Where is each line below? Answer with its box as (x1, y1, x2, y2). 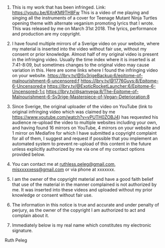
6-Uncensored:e (11, 83, 46, 89)
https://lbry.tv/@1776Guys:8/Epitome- (80, 78, 158, 84)
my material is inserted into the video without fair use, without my (11, 46, 147, 52)
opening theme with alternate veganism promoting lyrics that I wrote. (11, 20, 154, 26)
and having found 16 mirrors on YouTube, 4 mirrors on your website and (11, 125, 160, 131)
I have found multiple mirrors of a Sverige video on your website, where (11, 41, 160, 47)
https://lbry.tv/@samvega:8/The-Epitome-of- (46, 89, 139, 94)
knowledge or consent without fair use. (11, 192, 93, 198)
